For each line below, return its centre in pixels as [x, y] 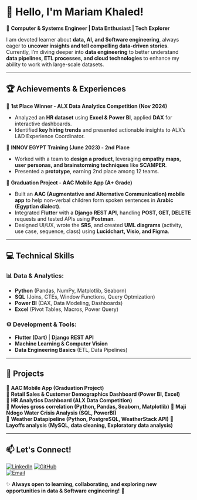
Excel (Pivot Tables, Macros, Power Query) [67, 309]
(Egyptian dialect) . [38, 206]
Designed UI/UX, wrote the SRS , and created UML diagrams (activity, [98, 225]
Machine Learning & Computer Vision [61, 343]
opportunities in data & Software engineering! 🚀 [65, 491]
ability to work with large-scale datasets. [55, 64]
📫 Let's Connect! [39, 449]
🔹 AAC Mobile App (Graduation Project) [55, 388]
